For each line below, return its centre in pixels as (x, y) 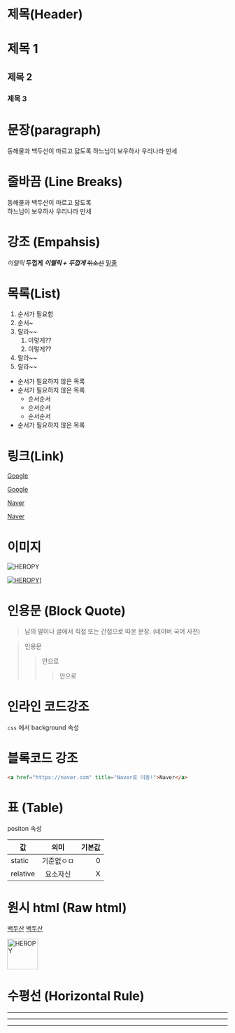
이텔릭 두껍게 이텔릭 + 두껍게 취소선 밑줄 (62, 262)
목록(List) (34, 293)
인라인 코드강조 (48, 707)
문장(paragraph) (54, 130)
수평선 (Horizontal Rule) (76, 996)
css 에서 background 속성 (43, 727)
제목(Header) (45, 14)
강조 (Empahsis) (54, 242)
